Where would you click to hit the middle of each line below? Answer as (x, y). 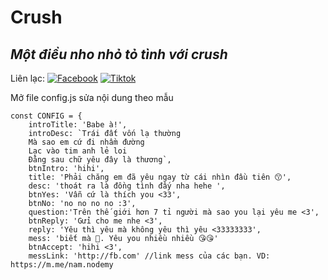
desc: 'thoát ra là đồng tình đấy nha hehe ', (127, 186)
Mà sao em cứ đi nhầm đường (86, 142)
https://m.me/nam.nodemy (62, 265)
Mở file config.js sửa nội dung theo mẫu (92, 97)
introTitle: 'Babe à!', (78, 125)
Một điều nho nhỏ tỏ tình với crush (119, 54)
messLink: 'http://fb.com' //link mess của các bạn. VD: (149, 256)
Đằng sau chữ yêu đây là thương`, (100, 160)
